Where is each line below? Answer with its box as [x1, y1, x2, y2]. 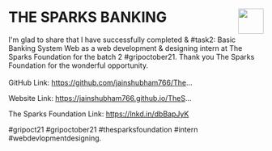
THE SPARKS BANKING [8, 8, 168, 27]
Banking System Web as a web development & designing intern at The [8, 43, 243, 52]
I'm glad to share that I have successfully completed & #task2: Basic [8, 35, 236, 44]
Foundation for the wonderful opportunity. [8, 61, 148, 70]
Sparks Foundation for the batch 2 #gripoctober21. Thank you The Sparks [8, 52, 255, 61]
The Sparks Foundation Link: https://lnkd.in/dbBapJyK [8, 109, 189, 119]
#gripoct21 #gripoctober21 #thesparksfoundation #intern [8, 124, 198, 134]
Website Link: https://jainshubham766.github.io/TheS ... [8, 93, 192, 103]
